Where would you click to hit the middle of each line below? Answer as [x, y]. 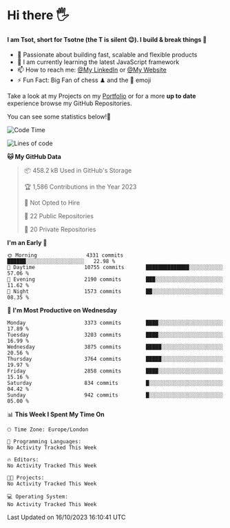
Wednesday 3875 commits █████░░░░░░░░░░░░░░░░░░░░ [115, 347]
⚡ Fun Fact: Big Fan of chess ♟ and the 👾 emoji [84, 80]
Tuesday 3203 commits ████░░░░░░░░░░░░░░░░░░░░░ [115, 335]
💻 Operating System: [38, 497]
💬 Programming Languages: [44, 442]
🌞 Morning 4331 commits [65, 255]
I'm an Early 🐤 [27, 243]
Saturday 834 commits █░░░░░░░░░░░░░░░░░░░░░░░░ [115, 383]
